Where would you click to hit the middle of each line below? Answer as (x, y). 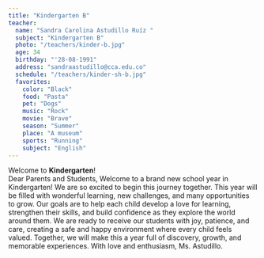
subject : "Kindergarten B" (60, 38)
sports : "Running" (53, 140)
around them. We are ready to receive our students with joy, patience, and (129, 221)
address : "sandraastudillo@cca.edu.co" (81, 67)
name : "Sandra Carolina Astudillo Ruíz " (85, 30)
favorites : (33, 82)
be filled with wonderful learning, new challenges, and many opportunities (129, 195)
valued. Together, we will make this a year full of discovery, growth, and (125, 237)
